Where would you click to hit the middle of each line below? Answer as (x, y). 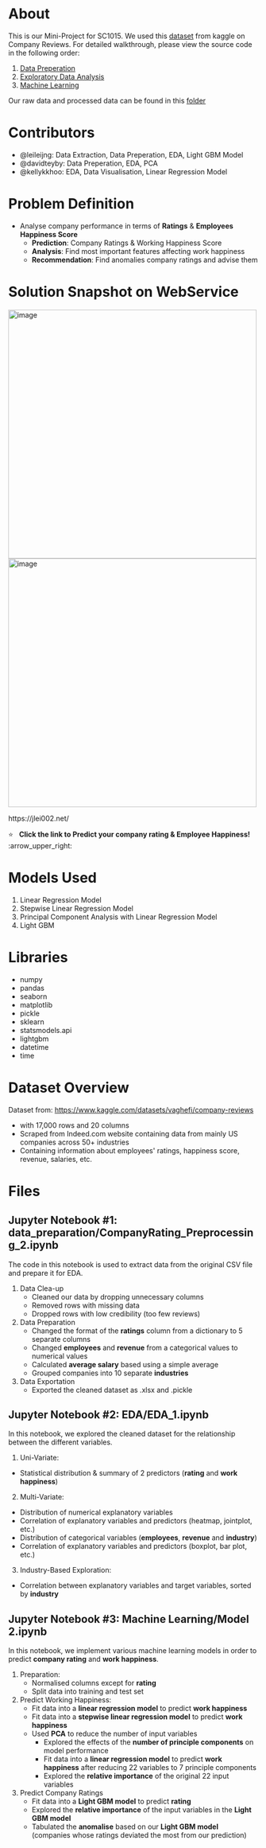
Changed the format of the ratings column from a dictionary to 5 (137, 1331)
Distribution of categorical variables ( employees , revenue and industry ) (139, 1538)
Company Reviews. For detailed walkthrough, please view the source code (130, 44)
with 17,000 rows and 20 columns (74, 1125)
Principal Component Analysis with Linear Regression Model (118, 917)
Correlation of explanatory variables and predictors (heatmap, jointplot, (136, 1521)
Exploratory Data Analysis (62, 76)
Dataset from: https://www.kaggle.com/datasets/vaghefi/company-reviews (131, 1109)
